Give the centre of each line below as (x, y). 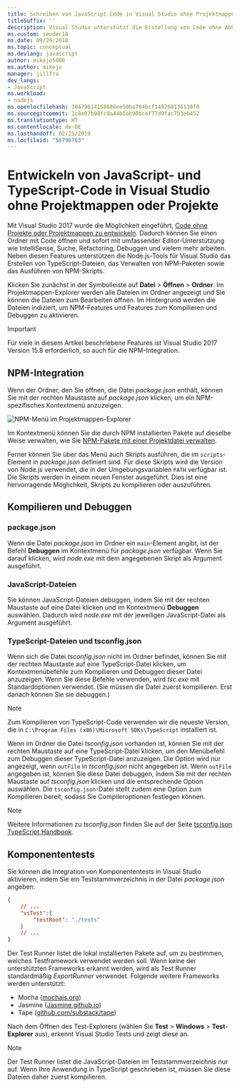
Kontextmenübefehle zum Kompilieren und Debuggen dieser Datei (105, 672)
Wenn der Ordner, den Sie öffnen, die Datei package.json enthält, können (115, 390)
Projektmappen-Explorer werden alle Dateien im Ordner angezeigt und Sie (116, 293)
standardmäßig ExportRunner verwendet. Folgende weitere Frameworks (114, 976)
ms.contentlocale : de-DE (44, 127)
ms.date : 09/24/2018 (38, 41)
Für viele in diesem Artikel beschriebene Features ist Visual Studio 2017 (112, 343)
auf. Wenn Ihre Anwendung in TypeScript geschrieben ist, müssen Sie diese (119, 1069)
